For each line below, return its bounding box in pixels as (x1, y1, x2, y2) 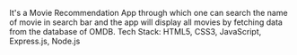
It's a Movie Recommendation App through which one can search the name (9, 8, 289, 18)
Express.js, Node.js (9, 35, 81, 46)
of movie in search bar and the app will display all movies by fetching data (9, 17, 283, 27)
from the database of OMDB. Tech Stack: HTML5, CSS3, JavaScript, (9, 27, 262, 36)
